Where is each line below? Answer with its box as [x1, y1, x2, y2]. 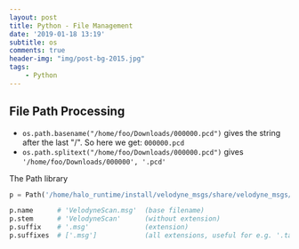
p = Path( [9, 190, 46, 199]
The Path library [9, 173, 69, 183]
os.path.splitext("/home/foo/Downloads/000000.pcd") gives [21, 146, 244, 157]
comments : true [9, 46, 66, 55]
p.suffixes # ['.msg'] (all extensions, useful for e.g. [9, 231, 273, 240]
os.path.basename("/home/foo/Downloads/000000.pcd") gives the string [21, 127, 281, 138]
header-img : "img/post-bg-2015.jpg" [9, 54, 145, 63]
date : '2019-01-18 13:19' [9, 29, 105, 38]
